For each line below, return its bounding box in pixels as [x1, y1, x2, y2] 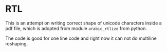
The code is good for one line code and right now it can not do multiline [5, 35, 157, 41]
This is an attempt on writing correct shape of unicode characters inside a [5, 20, 162, 26]
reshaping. [5, 40, 28, 46]
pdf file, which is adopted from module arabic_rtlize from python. [5, 25, 147, 31]
